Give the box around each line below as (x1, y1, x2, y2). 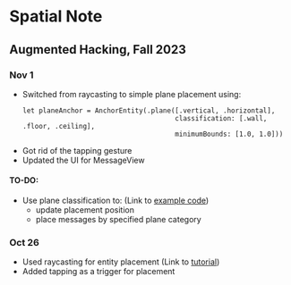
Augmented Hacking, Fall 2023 (9, 42, 186, 57)
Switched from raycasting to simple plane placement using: (21, 88, 242, 99)
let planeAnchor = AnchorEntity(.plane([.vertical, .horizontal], (21, 105, 276, 115)
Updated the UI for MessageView (21, 155, 145, 165)
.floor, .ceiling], (21, 122, 96, 130)
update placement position (35, 205, 135, 215)
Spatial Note (9, 6, 103, 27)
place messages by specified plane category (35, 214, 201, 225)
